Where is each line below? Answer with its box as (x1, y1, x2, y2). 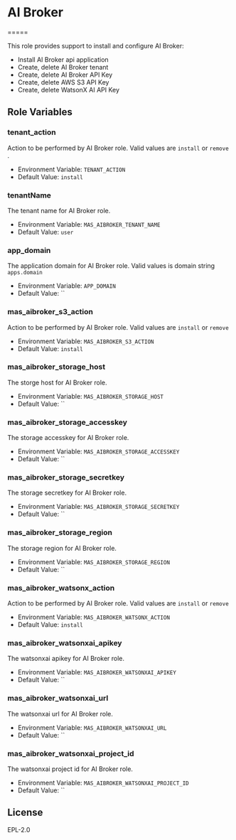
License (7, 807, 43, 819)
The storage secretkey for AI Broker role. (7, 488, 127, 497)
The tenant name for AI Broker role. (7, 206, 111, 215)
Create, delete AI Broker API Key (17, 70, 113, 79)
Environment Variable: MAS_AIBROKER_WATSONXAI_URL (17, 723, 167, 732)
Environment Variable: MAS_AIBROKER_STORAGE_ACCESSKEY (17, 447, 180, 456)
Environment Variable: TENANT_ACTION (17, 165, 126, 173)
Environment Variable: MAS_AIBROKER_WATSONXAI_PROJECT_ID (17, 778, 190, 787)
